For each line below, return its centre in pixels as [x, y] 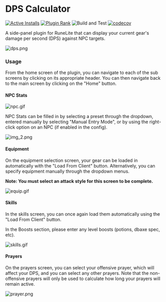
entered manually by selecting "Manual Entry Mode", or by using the [77, 122]
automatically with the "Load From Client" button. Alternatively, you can [80, 166]
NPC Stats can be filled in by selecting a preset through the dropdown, [79, 117]
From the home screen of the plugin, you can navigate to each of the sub [82, 73]
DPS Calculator [38, 9]
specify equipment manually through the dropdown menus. [67, 171]
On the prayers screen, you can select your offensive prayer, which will [80, 268]
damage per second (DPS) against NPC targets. [55, 38]
